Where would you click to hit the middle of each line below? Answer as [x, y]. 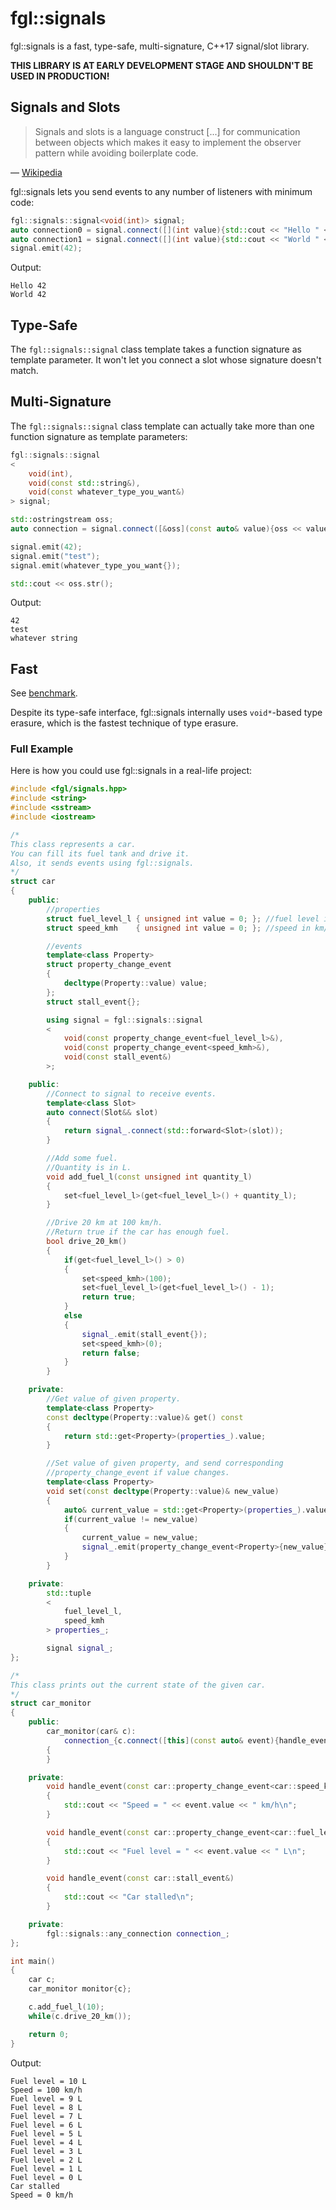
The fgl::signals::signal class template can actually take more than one [162, 426]
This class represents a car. [73, 844]
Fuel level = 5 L [46, 2133]
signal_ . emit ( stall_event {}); [144, 1334]
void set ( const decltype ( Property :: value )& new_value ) [163, 1491]
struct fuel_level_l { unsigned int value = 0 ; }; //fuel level [183, 918]
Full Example [42, 749]
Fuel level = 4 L [46, 2142]
